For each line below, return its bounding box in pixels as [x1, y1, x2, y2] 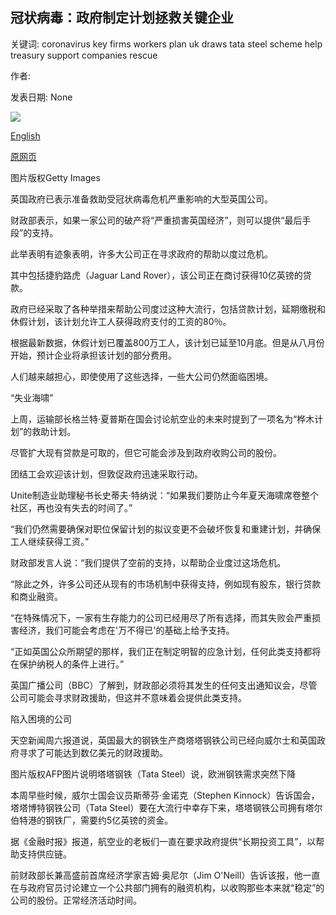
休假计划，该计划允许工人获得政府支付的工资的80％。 [10, 315, 232, 327]
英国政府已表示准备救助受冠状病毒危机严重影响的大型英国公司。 [10, 193, 273, 205]
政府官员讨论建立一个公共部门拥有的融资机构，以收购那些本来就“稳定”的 [27, 881, 325, 893]
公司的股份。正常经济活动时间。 [10, 894, 142, 906]
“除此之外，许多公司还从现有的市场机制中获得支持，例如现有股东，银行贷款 [10, 578, 322, 590]
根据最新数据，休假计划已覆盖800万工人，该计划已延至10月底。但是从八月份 [10, 336, 325, 348]
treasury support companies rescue [10, 49, 158, 61]
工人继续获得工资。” [10, 535, 90, 547]
